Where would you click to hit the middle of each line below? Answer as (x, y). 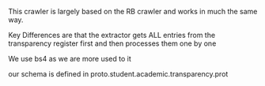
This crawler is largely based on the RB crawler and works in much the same (133, 11)
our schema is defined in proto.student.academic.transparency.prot (118, 74)
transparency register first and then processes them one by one (112, 43)
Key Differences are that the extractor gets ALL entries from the (112, 35)
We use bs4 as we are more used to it (70, 59)
